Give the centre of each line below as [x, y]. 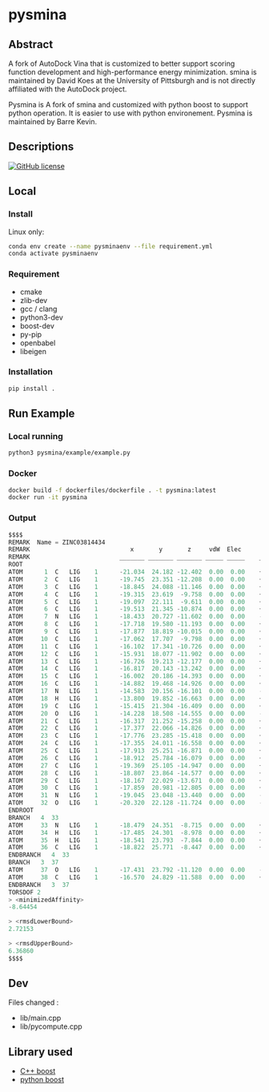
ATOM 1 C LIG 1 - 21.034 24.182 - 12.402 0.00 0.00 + [136, 572]
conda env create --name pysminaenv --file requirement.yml [111, 246]
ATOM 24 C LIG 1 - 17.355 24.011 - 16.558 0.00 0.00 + [136, 743]
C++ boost [38, 1071]
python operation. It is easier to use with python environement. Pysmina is [130, 113]
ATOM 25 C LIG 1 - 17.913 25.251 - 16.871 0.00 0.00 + [136, 751]
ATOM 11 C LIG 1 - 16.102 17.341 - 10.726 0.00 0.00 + [136, 647]
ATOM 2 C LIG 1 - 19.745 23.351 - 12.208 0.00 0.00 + [136, 579]
